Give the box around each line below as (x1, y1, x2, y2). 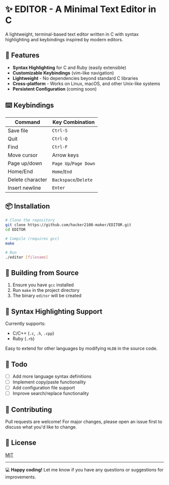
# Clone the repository (5, 218, 55, 223)
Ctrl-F (52, 144, 68, 149)
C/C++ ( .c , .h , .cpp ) (12, 331, 54, 337)
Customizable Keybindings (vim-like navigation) (12, 69, 114, 76)
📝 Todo (5, 360, 28, 368)
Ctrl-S (52, 127, 68, 133)
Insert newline (8, 184, 41, 191)
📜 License (5, 439, 37, 447)
